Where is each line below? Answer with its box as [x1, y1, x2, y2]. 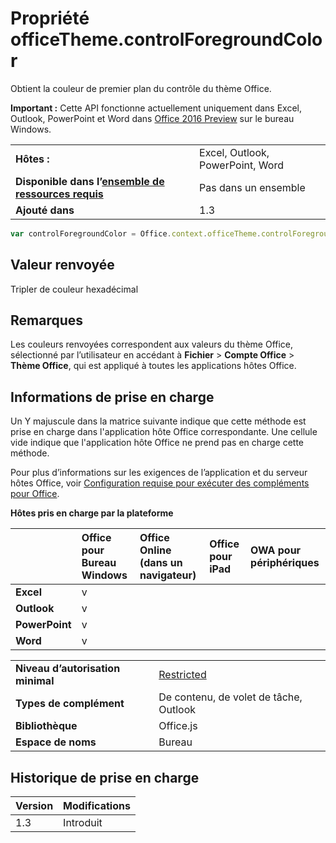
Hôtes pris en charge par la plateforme [10, 507, 174, 519]
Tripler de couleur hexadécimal [10, 283, 139, 295]
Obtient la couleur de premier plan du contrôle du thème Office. [10, 82, 272, 94]
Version [15, 799, 54, 813]
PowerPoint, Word [199, 158, 284, 172]
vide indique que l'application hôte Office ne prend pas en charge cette [10, 437, 305, 449]
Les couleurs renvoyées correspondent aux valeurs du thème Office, [10, 338, 294, 351]
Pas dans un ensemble [199, 180, 306, 194]
